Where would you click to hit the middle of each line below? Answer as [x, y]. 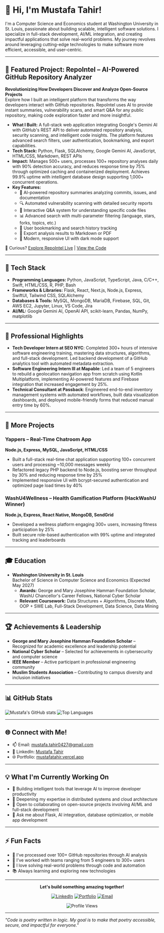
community [23, 667]
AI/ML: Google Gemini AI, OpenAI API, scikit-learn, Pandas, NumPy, [80, 311]
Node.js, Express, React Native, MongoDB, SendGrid [59, 515]
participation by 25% [33, 530]
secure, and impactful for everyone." [42, 925]
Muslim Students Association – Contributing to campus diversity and [82, 672]
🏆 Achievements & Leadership [53, 627]
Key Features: [27, 187]
